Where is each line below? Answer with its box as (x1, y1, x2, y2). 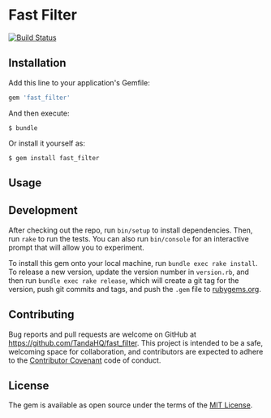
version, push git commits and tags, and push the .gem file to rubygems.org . (8, 284, 262, 294)
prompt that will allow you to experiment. (8, 242, 144, 252)
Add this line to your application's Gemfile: (8, 77, 150, 87)
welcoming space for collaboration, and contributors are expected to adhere (8, 346, 264, 356)
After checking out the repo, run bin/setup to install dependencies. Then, (8, 225, 253, 235)
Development (8, 203, 79, 217)
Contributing (8, 307, 75, 322)
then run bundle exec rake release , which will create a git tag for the (8, 275, 239, 285)
